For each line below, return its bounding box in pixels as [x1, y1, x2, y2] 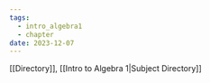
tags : [9, 13, 30, 23]
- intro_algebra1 [17, 22, 83, 31]
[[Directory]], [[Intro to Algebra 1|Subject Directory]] [9, 63, 203, 74]
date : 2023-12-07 [9, 38, 75, 48]
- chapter [17, 30, 54, 39]
